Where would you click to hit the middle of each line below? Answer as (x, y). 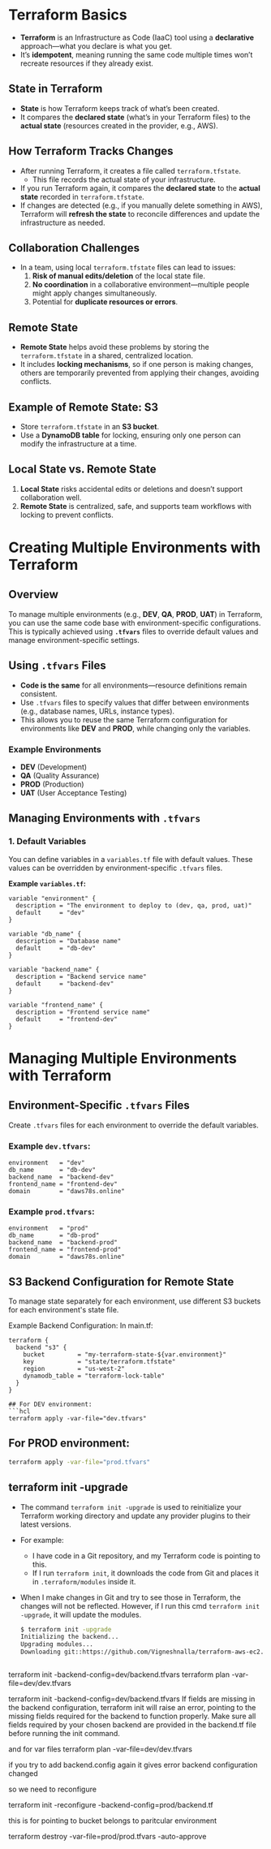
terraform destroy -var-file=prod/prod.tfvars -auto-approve (108, 1837)
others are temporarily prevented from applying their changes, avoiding (140, 373)
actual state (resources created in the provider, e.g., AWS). (119, 125)
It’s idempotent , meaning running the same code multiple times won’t (136, 54)
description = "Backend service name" (82, 976)
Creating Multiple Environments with (135, 547)
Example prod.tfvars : (52, 1211)
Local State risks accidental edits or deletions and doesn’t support (131, 489)
